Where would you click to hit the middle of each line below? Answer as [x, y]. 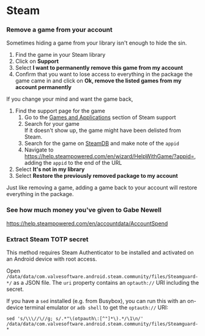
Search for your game [52, 124]
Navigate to [39, 150]
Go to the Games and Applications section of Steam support [100, 117]
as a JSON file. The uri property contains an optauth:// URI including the [106, 283]
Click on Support [37, 61]
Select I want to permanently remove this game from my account [99, 68]
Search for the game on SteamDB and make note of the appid [102, 144]
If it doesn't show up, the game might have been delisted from [103, 130]
